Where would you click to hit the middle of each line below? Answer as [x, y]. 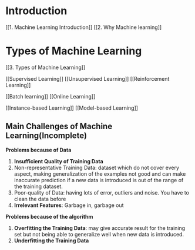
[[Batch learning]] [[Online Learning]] [51, 96]
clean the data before [40, 199]
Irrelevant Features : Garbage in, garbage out [69, 205]
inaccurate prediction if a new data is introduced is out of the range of [99, 180]
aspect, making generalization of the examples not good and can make [100, 174]
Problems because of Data [38, 150]
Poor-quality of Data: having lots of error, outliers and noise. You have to [101, 192]
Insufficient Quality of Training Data [58, 161]
